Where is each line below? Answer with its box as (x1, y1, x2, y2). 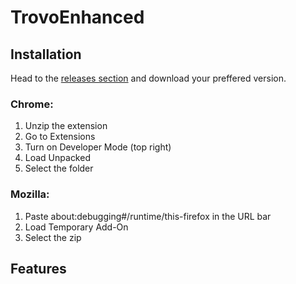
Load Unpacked (24, 152, 91, 164)
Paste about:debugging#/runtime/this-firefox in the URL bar (24, 210, 272, 222)
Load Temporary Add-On (24, 221, 129, 233)
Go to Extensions (24, 131, 96, 143)
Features (10, 260, 67, 277)
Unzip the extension (24, 120, 108, 132)
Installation (10, 46, 82, 63)
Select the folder (24, 162, 94, 175)
